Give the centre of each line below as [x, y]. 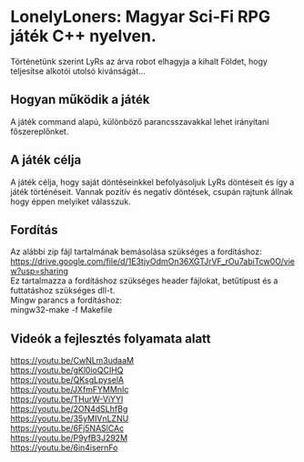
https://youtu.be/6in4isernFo [64, 447]
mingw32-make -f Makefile [61, 310]
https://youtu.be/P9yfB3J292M [69, 438]
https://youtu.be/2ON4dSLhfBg [69, 409]
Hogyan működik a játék [80, 100]
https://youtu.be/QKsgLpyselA [67, 380]
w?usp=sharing [40, 272]
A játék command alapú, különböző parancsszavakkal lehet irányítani [140, 121]
